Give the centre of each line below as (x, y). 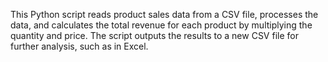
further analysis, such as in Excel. (79, 46)
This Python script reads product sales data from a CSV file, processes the (164, 14)
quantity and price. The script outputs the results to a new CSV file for (154, 35)
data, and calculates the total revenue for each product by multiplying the (161, 25)
